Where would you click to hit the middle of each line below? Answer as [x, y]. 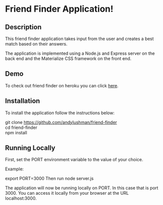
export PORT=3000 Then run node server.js [49, 179]
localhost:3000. [21, 198]
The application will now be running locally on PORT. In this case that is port [82, 188]
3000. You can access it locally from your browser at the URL [67, 193]
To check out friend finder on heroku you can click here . [62, 85]
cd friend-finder [21, 127]
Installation [23, 101]
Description [23, 27]
